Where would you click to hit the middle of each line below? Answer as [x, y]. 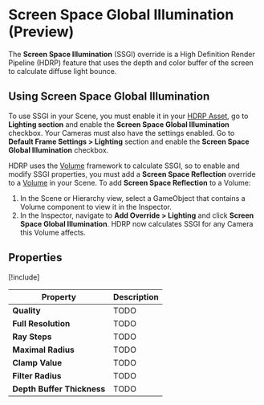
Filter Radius [37, 375]
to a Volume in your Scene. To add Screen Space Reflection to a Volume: [130, 182]
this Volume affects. [53, 232]
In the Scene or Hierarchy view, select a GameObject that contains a [133, 198]
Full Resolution [41, 323]
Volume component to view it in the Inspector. [96, 207]
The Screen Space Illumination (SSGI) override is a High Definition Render [132, 54]
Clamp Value [37, 362]
